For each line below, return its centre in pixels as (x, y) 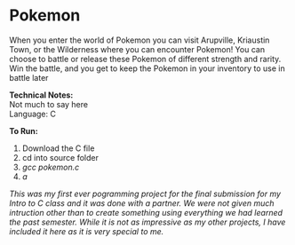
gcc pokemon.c (51, 167)
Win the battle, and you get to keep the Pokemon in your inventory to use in (147, 68)
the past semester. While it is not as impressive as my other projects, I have (147, 222)
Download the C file (58, 148)
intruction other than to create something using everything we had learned (146, 212)
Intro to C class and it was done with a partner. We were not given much (142, 203)
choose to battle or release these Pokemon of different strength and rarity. (145, 59)
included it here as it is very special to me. (87, 231)
